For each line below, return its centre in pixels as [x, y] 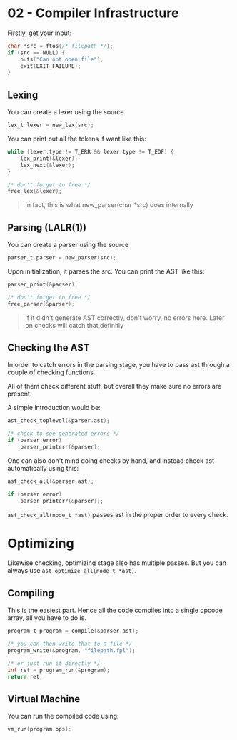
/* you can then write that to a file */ [70, 644]
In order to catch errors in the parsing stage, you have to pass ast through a [118, 365]
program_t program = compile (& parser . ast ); [73, 631]
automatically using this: [43, 468]
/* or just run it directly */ [54, 663]
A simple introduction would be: [54, 408]
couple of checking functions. [51, 372]
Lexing [23, 95]
